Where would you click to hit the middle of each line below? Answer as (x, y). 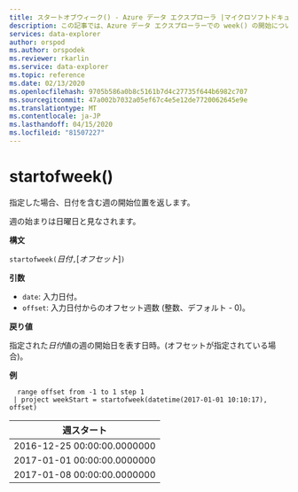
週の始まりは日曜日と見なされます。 (75, 221)
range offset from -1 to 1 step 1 (81, 392)
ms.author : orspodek (47, 51)
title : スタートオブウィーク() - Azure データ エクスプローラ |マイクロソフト (140, 17)
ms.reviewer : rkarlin (49, 59)
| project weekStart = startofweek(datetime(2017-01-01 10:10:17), (140, 400)
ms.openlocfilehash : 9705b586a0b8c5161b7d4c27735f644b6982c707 (129, 91)
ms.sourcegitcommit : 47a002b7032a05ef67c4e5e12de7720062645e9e (129, 100)
